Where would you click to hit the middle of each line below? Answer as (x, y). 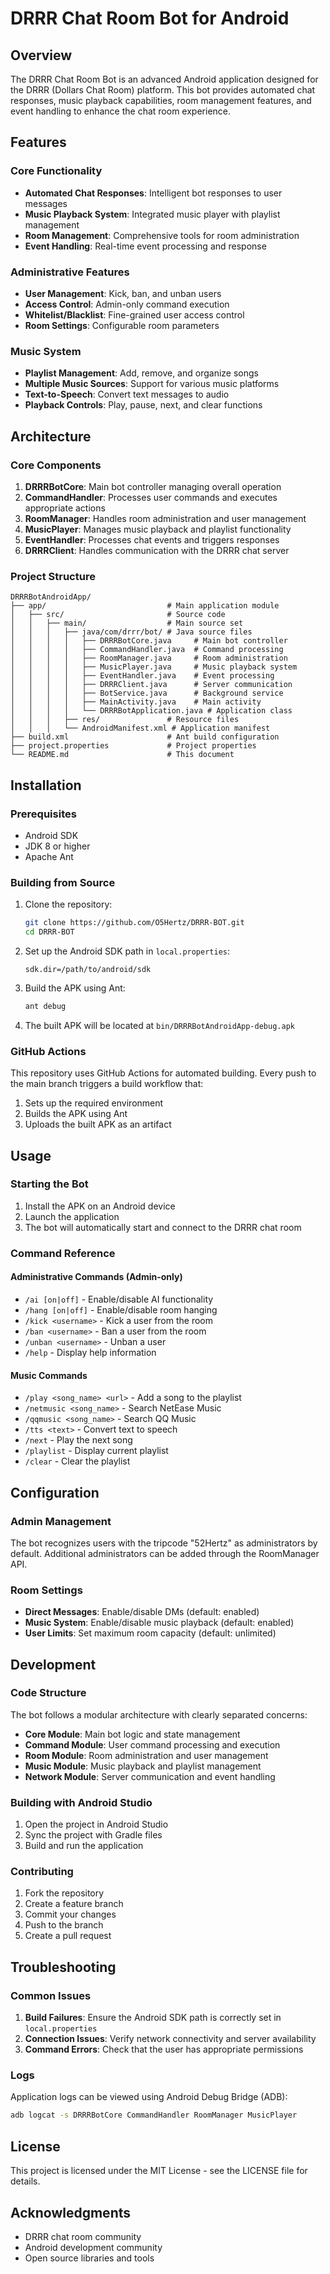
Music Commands (49, 1375)
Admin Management (61, 1521)
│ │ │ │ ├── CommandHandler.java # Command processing (147, 650)
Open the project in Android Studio (96, 1824)
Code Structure (48, 1693)
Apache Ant (49, 856)
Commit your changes (70, 1914)
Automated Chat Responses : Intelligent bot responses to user (153, 193)
